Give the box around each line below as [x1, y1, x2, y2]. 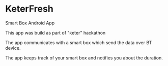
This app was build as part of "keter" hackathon [5, 29, 106, 36]
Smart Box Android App [5, 20, 55, 26]
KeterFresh [5, 3, 53, 15]
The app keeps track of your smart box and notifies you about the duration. [5, 54, 163, 61]
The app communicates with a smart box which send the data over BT [5, 39, 152, 46]
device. [5, 45, 21, 51]
